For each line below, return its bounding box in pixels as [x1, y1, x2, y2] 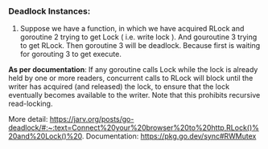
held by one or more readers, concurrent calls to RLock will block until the [8, 74, 254, 83]
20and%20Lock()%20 [8, 131, 83, 141]
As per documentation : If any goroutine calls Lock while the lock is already [8, 65, 258, 74]
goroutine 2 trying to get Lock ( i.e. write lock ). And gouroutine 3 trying [19, 32, 258, 42]
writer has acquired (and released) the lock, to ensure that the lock [8, 82, 230, 91]
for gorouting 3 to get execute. [19, 50, 122, 59]
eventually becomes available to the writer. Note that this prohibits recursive [8, 91, 261, 100]
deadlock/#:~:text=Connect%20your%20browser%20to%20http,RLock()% [8, 123, 260, 133]
